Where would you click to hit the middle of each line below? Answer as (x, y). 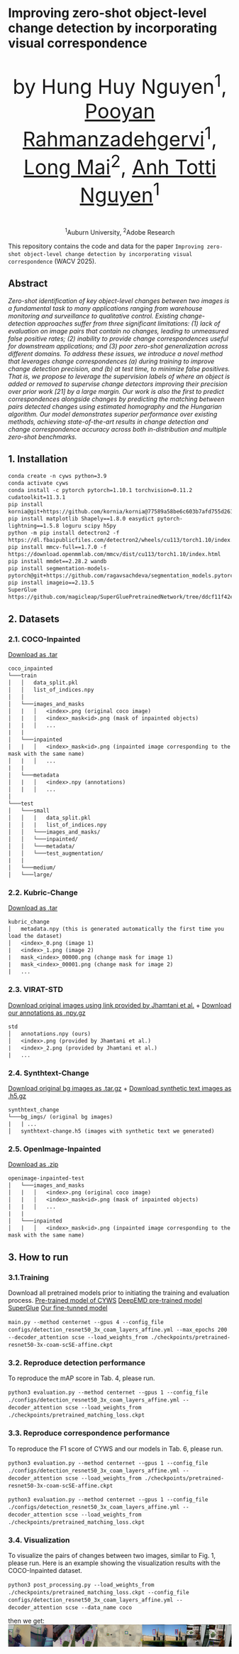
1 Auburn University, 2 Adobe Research (120, 231)
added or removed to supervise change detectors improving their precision (118, 384)
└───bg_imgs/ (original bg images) (61, 1117)
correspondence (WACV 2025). (52, 261)
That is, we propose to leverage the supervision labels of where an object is (119, 376)
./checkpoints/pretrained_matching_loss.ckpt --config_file (99, 1592)
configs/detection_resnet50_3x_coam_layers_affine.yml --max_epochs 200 (118, 1330)
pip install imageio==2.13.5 (51, 583)
